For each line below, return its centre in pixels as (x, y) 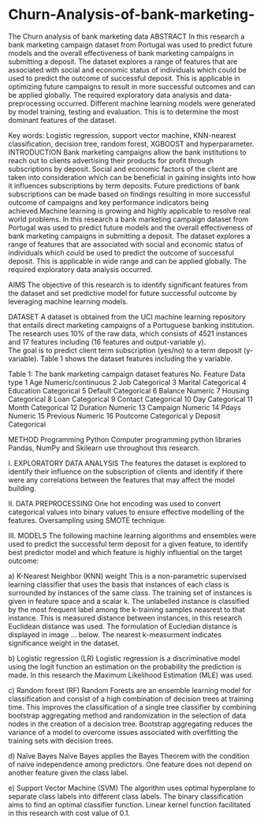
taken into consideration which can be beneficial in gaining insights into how (132, 177)
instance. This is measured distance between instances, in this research (125, 617)
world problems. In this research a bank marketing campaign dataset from (128, 219)
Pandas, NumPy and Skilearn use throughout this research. (104, 448)
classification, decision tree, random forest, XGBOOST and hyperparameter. (131, 144)
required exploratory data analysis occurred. (80, 269)
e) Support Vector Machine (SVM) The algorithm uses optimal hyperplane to (132, 788)
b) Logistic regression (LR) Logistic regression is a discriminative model (124, 658)
